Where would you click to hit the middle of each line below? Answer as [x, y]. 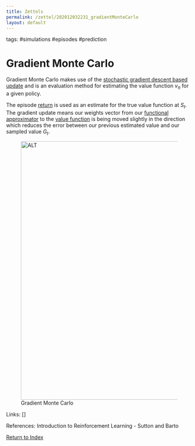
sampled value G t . [28, 132]
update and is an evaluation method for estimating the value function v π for [97, 87]
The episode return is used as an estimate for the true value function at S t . [97, 106]
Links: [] [16, 414]
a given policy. [24, 94]
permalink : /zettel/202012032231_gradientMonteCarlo [72, 17]
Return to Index [25, 437]
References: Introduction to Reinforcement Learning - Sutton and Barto [92, 425]
